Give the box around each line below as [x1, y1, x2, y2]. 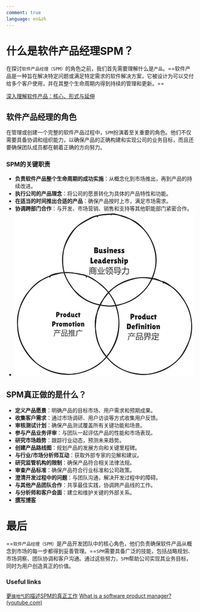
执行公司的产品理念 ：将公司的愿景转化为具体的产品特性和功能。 [14, 190, 171, 197]
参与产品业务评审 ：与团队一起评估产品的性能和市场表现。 [14, 429, 156, 436]
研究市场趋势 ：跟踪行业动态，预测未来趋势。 [14, 436, 125, 444]
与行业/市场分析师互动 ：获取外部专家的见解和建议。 [14, 451, 143, 459]
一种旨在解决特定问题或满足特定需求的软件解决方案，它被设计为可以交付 [16, 72, 194, 80]
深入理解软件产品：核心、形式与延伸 [6, 93, 95, 100]
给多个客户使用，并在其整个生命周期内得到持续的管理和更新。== [6, 80, 165, 87]
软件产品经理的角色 [6, 112, 77, 122]
